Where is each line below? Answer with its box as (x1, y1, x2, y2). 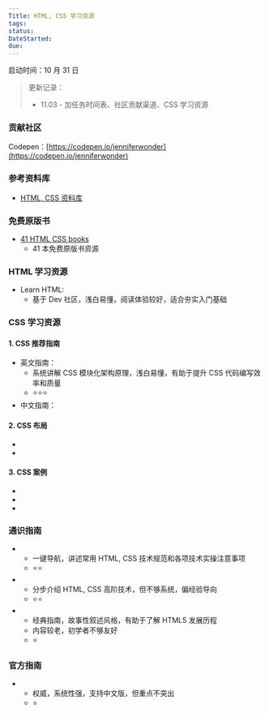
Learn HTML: (19, 285, 65, 294)
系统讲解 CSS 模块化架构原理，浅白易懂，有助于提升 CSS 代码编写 (32, 368, 254, 378)
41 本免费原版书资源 (32, 244, 99, 254)
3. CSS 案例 (8, 467, 48, 477)
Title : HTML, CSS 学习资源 (8, 11, 95, 20)
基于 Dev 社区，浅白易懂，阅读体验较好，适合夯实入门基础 (32, 294, 228, 304)
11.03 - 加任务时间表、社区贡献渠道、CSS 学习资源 (40, 100, 209, 110)
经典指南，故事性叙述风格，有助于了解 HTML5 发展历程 (32, 616, 217, 625)
